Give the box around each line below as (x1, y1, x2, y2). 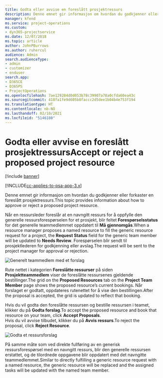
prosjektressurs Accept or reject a (5, 147, 144, 158)
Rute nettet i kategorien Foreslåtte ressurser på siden (5, 267, 113, 273)
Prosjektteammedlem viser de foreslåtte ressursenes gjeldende (5, 272, 133, 277)
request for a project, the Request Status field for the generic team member (5, 232, 157, 238)
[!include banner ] (5, 173, 40, 179)
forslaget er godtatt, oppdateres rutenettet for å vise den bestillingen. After (5, 287, 154, 293)
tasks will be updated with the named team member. (5, 367, 110, 373)
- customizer (5, 66, 32, 71)
